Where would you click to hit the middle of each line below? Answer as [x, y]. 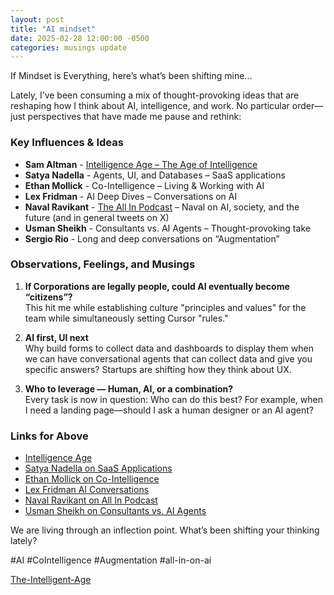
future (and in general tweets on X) [97, 217]
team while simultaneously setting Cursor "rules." [126, 318]
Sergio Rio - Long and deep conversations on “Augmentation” [152, 238]
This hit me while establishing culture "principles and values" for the [165, 307]
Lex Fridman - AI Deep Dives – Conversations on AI [131, 196]
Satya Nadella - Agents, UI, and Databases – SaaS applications [155, 175]
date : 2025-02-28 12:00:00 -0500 [80, 38]
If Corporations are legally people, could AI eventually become [157, 286]
